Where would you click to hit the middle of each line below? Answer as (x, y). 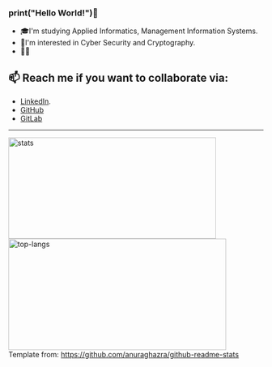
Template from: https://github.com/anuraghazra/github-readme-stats (124, 355)
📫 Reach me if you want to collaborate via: (119, 77)
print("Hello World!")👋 (53, 13)
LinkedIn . (35, 101)
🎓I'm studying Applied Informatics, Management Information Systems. (139, 31)
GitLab (31, 119)
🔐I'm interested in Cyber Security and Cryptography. (108, 43)
